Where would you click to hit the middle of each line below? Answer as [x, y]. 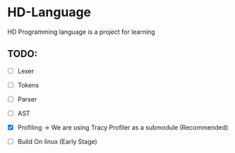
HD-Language [49, 12]
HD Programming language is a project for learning [81, 32]
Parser [27, 99]
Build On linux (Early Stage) [57, 142]
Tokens [28, 85]
